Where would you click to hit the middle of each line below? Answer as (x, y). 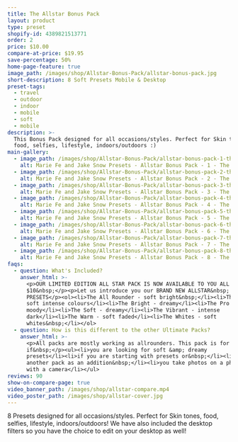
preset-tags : (27, 86)
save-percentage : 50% (39, 60)
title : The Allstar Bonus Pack (53, 14)
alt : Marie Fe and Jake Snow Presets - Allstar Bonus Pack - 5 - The (125, 218)
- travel (27, 93)
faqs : (15, 264)
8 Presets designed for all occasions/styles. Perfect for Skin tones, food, (113, 416)
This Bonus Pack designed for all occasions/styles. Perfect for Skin (120, 139)
